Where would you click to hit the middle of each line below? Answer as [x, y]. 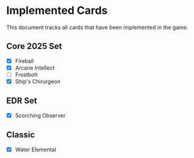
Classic [21, 135]
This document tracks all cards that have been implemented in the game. [97, 27]
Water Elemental [35, 150]
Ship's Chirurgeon [38, 81]
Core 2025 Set [34, 46]
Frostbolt [26, 74]
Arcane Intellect [35, 68]
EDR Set [22, 101]
